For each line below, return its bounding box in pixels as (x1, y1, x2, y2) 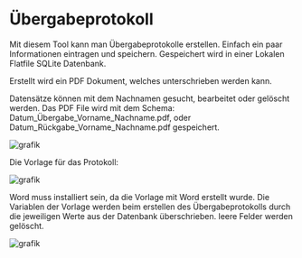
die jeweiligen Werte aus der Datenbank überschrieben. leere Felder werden (9, 210, 294, 221)
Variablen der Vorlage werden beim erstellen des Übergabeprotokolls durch (9, 201, 291, 212)
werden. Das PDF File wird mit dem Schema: (9, 102, 175, 113)
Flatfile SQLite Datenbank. (9, 58, 107, 69)
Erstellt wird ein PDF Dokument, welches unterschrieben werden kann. (9, 75, 273, 86)
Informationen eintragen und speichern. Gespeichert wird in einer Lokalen (9, 48, 285, 59)
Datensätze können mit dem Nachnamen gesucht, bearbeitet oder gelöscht (9, 93, 290, 104)
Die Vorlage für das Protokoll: (9, 156, 119, 167)
